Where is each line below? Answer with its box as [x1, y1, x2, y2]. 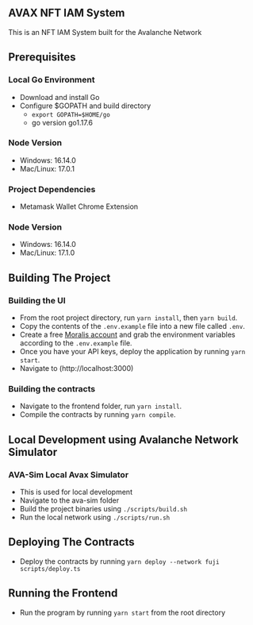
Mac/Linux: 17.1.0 [19, 248, 75, 257]
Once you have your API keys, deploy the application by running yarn [19, 347, 246, 357]
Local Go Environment [8, 75, 95, 86]
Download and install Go [19, 92, 100, 102]
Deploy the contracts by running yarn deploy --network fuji [19, 556, 220, 566]
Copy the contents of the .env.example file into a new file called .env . [19, 322, 246, 331]
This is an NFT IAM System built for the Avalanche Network [8, 27, 202, 37]
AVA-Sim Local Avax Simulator [8, 469, 129, 480]
